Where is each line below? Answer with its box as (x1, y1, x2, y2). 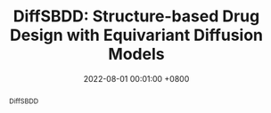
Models (108, 44, 165, 64)
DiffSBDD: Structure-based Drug (12, 6, 260, 27)
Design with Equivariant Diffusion (9, 25, 264, 45)
